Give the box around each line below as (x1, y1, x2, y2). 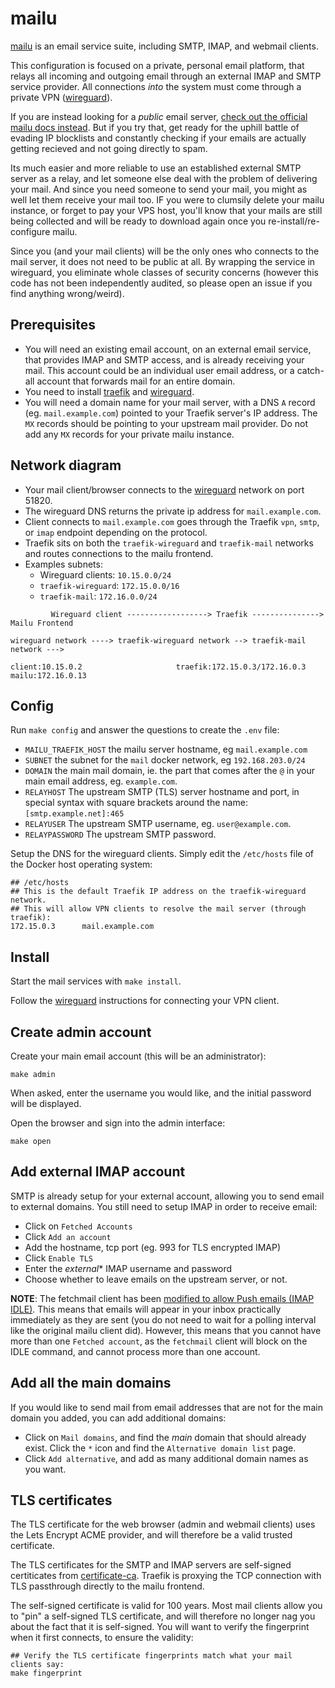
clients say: (10, 1660, 65, 1670)
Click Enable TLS (24, 1252, 94, 1264)
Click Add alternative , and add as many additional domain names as (24, 1452, 309, 1464)
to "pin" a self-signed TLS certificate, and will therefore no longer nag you (10, 1610, 316, 1622)
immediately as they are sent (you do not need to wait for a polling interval (10, 1313, 317, 1326)
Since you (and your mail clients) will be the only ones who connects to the (10, 245, 320, 257)
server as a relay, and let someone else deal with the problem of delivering (10, 172, 318, 184)
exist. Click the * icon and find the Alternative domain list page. (24, 1442, 297, 1454)
